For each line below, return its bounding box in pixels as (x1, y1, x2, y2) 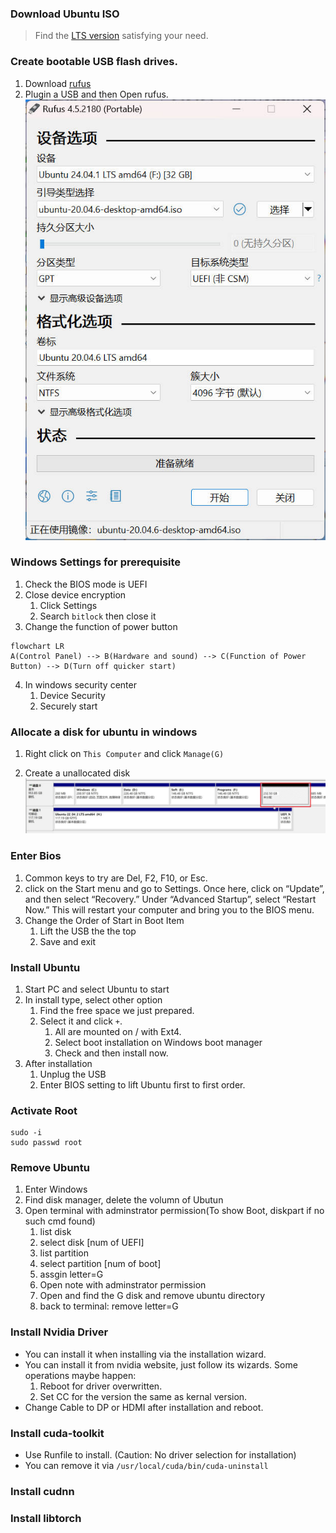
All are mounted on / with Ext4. (54, 1025, 182, 1037)
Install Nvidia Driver (10, 1325, 109, 1339)
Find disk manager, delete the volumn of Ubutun (24, 1194, 224, 1206)
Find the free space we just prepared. (39, 1004, 195, 1016)
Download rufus (24, 77, 92, 89)
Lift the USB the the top (39, 925, 137, 937)
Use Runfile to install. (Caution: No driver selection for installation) (24, 1449, 297, 1461)
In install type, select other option (24, 993, 163, 1006)
